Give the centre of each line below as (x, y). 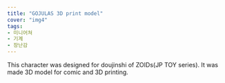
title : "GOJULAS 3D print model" (55, 13)
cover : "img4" (28, 20)
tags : (15, 26)
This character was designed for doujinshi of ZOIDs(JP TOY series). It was (113, 65)
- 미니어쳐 (20, 33)
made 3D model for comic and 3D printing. (68, 72)
